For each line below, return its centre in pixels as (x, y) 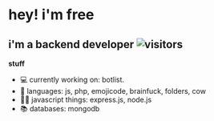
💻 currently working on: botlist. (72, 79)
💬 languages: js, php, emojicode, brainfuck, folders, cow (113, 91)
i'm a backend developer (71, 44)
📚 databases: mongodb (60, 109)
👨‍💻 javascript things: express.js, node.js (86, 99)
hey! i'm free (51, 15)
